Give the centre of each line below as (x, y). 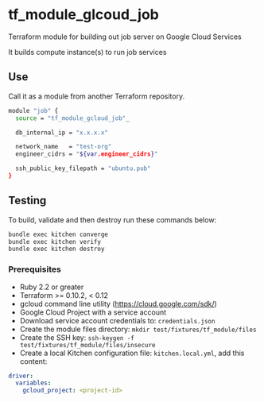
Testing (27, 201)
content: (33, 361)
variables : (33, 383)
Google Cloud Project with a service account (93, 312)
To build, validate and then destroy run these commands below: (113, 219)
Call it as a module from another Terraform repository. (97, 96)
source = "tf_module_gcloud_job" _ (72, 118)
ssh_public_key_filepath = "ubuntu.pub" (83, 168)
